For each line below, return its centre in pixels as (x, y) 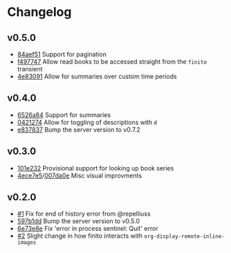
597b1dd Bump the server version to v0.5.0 (78, 221)
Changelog (39, 12)
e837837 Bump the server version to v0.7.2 (78, 130)
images (27, 243)
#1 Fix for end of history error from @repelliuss (84, 214)
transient (30, 69)
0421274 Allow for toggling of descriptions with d (87, 122)
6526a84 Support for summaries (64, 114)
